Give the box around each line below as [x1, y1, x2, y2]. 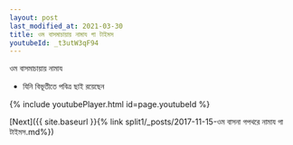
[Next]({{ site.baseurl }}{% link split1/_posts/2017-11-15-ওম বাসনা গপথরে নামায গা [9, 116, 283, 127]
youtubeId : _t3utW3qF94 [9, 38, 99, 48]
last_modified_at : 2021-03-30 [9, 22, 124, 31]
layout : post [9, 13, 59, 23]
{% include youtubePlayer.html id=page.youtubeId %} [9, 99, 211, 110]
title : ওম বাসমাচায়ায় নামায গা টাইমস [9, 30, 114, 39]
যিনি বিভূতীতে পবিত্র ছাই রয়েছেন [22, 81, 105, 92]
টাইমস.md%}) [9, 127, 54, 138]
